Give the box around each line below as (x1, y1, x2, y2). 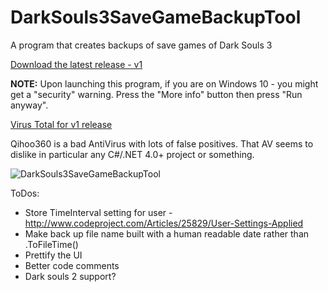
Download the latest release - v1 (10, 58, 143, 70)
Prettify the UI (24, 249, 83, 261)
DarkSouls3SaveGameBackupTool (10, 6, 302, 29)
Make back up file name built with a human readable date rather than (24, 227, 310, 240)
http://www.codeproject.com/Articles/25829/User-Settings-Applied (24, 217, 304, 229)
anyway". (10, 99, 49, 111)
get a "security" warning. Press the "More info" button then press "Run (10, 88, 303, 100)
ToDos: (10, 187, 40, 199)
